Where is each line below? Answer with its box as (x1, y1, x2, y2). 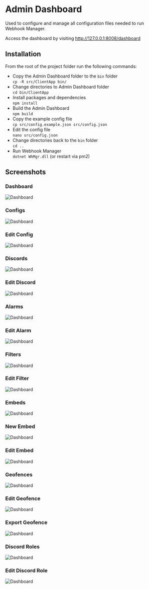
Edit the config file (12, 126, 51, 132)
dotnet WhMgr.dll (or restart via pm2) (12, 153, 90, 159)
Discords (5, 255, 28, 262)
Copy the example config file (12, 116, 73, 122)
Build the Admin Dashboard (12, 105, 69, 111)
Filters (5, 351, 22, 358)
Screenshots (5, 168, 46, 177)
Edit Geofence (5, 495, 41, 502)
